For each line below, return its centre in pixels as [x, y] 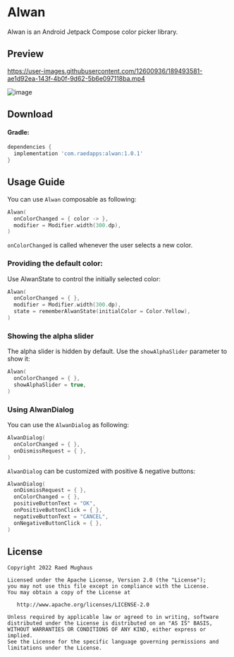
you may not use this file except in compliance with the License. [109, 587]
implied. [20, 636]
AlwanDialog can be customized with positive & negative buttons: [101, 471]
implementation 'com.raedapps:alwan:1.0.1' [78, 154]
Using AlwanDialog [41, 410]
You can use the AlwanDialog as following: [68, 425]
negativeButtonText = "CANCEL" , [61, 516]
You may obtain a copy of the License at [69, 593]
